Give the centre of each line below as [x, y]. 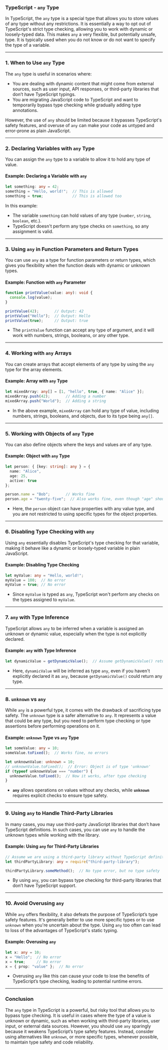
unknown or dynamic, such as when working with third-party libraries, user [82, 1020]
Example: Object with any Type [37, 456]
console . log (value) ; [31, 298]
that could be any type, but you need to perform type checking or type [78, 721]
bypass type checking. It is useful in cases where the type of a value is [78, 1015]
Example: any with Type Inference [41, 651]
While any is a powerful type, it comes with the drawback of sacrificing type [83, 710]
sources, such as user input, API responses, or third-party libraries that [85, 89]
